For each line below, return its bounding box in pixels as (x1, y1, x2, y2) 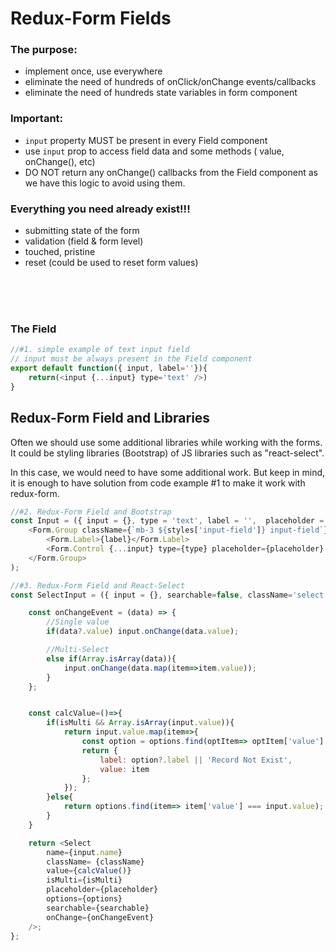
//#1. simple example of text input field (10, 345, 190, 355)
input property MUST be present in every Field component (24, 134, 268, 146)
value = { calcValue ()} (46, 866, 132, 876)
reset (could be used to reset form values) (24, 257, 199, 269)
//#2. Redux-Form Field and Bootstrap (10, 507, 172, 517)
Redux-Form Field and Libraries (10, 410, 211, 427)
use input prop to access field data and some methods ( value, (24, 145, 285, 157)
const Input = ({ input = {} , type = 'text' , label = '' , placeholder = (10, 516, 325, 526)
